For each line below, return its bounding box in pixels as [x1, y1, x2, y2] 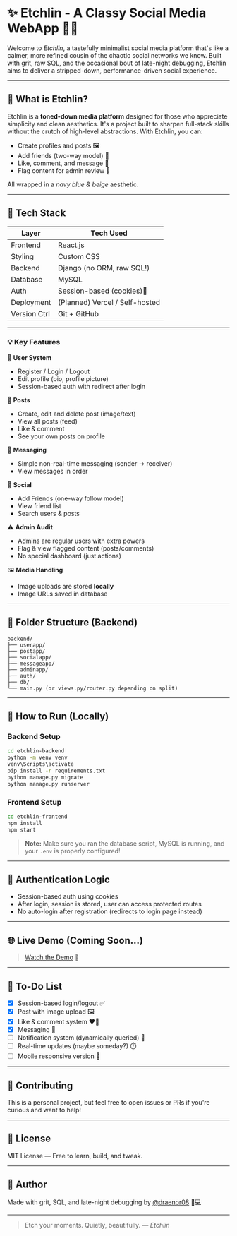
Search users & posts [17, 509, 80, 517]
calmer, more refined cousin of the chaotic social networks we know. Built [7, 51, 222, 59]
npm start [7, 826, 37, 834]
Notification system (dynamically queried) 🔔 [17, 1033, 145, 1042]
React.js [57, 240, 85, 250]
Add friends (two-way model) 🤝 [17, 151, 109, 160]
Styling [11, 251, 34, 261]
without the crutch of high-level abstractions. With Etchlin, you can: [7, 127, 203, 136]
